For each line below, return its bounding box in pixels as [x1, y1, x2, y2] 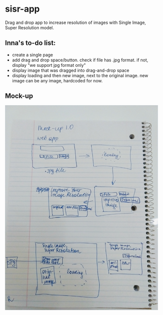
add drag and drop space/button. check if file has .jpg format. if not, [12, 57, 148, 63]
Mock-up [5, 92, 33, 100]
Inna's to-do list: [5, 39, 56, 47]
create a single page [12, 52, 53, 58]
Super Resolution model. [5, 24, 54, 30]
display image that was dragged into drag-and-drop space [12, 67, 130, 73]
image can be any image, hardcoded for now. [12, 78, 103, 83]
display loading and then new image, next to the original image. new [12, 72, 148, 79]
